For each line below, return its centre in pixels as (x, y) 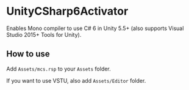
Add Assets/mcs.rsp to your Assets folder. (59, 69)
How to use (28, 54)
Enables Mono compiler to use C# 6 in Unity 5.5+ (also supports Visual (95, 28)
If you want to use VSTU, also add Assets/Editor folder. (76, 80)
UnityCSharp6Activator (67, 11)
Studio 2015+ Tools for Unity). (44, 34)
